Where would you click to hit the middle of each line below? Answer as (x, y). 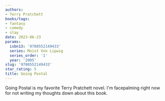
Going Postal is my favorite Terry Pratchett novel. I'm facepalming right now (83, 88)
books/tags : (17, 19)
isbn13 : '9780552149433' (35, 46)
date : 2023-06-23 (23, 37)
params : (13, 42)
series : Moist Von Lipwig (37, 51)
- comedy (14, 28)
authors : (14, 10)
